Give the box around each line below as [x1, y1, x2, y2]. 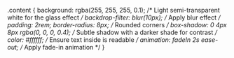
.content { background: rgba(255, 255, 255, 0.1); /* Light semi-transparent [7, 6, 221, 14]
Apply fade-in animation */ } [24, 43, 105, 51]
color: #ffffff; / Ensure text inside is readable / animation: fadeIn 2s [7, 36, 200, 44]
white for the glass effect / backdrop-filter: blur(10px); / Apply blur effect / [7, 13, 221, 22]
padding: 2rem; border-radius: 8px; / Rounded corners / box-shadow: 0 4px [7, 21, 227, 29]
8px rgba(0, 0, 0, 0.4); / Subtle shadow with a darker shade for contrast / [7, 28, 218, 36]
